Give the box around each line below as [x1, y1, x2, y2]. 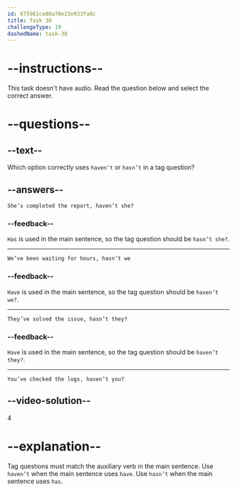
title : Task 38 [7, 17, 52, 24]
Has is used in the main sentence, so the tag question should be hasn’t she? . [7, 235, 230, 243]
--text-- [7, 144, 42, 156]
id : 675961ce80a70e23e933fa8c [7, 10, 97, 18]
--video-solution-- [7, 395, 91, 407]
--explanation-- [7, 438, 102, 454]
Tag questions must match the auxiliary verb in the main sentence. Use [7, 461, 214, 470]
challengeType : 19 [7, 23, 61, 30]
